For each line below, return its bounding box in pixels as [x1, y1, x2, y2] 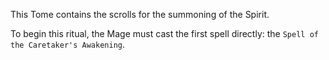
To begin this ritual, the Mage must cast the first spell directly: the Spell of [10, 28, 319, 39]
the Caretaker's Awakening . [10, 39, 126, 50]
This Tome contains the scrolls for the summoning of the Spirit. [10, 9, 270, 20]
